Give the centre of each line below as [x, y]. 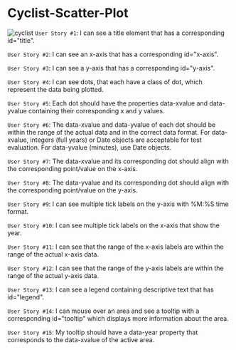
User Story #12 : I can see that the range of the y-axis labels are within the [116, 268]
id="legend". [26, 297]
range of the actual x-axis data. [53, 254]
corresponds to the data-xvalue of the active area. [81, 339]
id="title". [21, 40]
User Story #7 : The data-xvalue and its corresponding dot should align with [118, 161]
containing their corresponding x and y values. [96, 110]
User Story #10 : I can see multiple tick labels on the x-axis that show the [114, 225]
